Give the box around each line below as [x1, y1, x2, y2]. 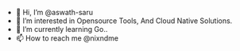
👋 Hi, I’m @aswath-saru [15, 8, 94, 17]
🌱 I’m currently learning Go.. [15, 25, 108, 33]
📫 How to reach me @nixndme [15, 33, 119, 43]
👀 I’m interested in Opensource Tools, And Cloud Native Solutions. [15, 16, 233, 25]
